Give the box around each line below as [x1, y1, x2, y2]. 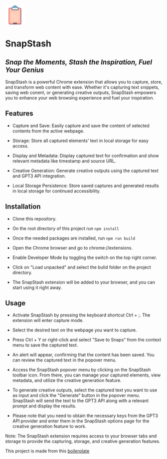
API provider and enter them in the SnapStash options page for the [12, 418, 150, 424]
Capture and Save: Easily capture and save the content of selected [12, 122, 150, 128]
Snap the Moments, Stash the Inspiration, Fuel [5, 57, 153, 66]
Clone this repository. [12, 215, 57, 221]
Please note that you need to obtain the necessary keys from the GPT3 [12, 412, 159, 419]
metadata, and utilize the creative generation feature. [12, 377, 122, 383]
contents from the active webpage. [12, 127, 85, 134]
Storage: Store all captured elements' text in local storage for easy [12, 137, 149, 143]
